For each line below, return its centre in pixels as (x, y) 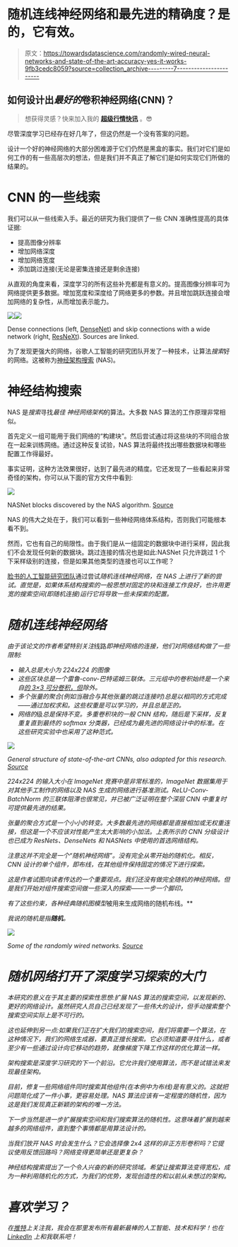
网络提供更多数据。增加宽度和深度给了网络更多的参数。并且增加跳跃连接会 (115, 292)
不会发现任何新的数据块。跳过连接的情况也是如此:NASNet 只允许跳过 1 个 (119, 552)
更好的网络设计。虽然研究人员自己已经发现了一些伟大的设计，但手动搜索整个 (119, 1006)
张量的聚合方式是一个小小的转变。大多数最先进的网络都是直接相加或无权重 (115, 823)
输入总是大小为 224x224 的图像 (64, 670)
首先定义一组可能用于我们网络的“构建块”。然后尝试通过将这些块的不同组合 (115, 436)
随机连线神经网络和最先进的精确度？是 (119, 14)
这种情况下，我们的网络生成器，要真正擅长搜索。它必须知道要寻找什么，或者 (119, 1039)
